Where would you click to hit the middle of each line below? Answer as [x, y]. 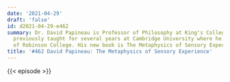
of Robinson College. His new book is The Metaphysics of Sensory [110, 45]
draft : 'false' [29, 20]
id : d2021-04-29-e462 [38, 26]
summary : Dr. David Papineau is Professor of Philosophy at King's [105, 32]
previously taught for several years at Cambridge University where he [118, 39]
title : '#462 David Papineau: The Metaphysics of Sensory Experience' [110, 52]
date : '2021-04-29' [35, 13]
